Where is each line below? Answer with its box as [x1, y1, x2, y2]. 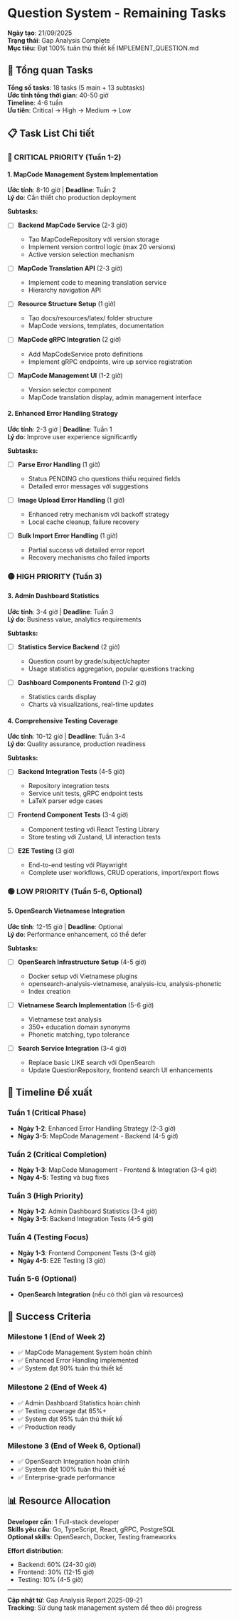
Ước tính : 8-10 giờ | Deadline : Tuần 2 [7, 186, 117, 194]
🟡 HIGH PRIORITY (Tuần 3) [7, 571, 102, 581]
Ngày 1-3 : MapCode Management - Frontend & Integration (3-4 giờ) [17, 1165, 218, 1174]
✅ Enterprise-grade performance [17, 1473, 115, 1482]
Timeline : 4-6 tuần [7, 98, 63, 107]
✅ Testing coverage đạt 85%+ [17, 1406, 107, 1415]
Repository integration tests [28, 782, 110, 790]
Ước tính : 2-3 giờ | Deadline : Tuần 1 [7, 425, 112, 434]
